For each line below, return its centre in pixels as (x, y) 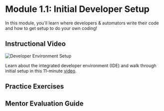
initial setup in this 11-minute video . (41, 71)
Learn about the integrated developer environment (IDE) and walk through (81, 65)
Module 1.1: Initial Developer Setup (78, 9)
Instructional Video (36, 44)
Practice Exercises (35, 86)
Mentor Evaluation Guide (44, 103)
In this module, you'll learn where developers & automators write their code (82, 23)
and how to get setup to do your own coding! (51, 28)
